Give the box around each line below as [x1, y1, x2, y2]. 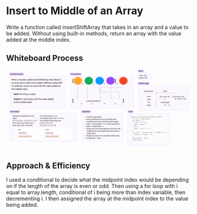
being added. [6, 202, 38, 209]
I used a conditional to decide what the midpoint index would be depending [6, 176, 189, 183]
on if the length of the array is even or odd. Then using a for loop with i [6, 183, 178, 190]
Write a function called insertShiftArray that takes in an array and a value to [6, 24, 189, 31]
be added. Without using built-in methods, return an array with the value [6, 29, 182, 37]
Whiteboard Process [6, 53, 84, 63]
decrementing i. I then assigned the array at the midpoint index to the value [6, 195, 189, 202]
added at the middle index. [6, 36, 71, 43]
